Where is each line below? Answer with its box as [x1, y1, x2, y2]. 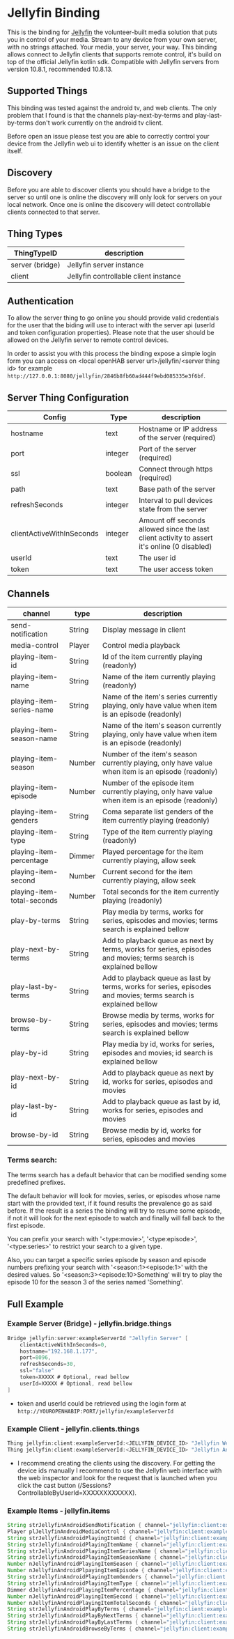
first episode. [7, 1221, 45, 1230]
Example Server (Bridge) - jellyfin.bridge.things [7, 1319, 172, 1328]
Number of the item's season [102, 749, 197, 759]
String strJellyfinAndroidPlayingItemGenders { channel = [7, 1574, 176, 1580]
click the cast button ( [17, 1481, 80, 1489]
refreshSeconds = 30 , [19, 1360, 77, 1368]
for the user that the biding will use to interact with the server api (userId [7, 321, 215, 329]
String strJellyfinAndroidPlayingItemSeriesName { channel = [7, 1548, 186, 1555]
